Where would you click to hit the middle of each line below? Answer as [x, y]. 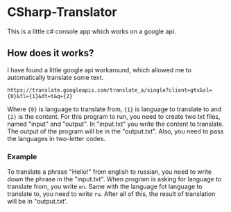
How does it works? [51, 53]
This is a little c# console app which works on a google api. [92, 31]
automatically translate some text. [55, 77]
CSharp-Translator [62, 12]
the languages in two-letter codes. [57, 138]
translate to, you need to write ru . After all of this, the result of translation [111, 194]
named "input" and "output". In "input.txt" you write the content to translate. [115, 124]
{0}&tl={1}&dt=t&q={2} [40, 96]
